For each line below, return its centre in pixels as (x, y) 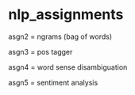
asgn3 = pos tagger (40, 51)
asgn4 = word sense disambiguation (68, 67)
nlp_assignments (66, 15)
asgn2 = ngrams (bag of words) (60, 36)
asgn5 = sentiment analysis (53, 82)
